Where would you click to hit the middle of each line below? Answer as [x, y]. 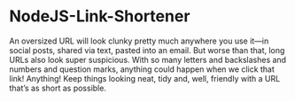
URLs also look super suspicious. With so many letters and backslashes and [147, 59]
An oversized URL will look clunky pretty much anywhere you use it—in [139, 41]
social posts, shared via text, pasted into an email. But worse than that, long [147, 50]
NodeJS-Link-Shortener [100, 16]
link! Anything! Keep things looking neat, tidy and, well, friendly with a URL [145, 78]
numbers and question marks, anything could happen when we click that [142, 69]
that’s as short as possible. [58, 88]
